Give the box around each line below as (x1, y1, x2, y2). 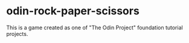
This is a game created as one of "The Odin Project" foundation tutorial (6, 24, 183, 31)
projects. (6, 30, 28, 37)
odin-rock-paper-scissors (6, 4, 140, 18)
